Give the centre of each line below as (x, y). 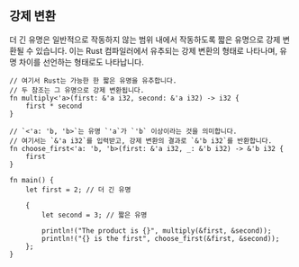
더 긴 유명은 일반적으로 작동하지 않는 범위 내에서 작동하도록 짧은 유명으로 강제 (145, 40)
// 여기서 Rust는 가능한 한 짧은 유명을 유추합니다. (93, 80)
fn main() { (32, 180)
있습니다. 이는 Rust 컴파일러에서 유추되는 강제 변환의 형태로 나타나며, (156, 50)
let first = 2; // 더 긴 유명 (78, 190)
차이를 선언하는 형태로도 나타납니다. (81, 62)
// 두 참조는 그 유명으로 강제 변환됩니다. (77, 90)
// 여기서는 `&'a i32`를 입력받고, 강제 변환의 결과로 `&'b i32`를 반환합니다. (141, 141)
